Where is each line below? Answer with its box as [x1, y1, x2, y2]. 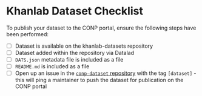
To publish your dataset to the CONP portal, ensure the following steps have [6, 24, 197, 31]
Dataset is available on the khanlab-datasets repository [15, 42, 153, 50]
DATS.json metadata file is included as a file [15, 56, 124, 63]
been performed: [6, 30, 49, 37]
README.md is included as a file [15, 63, 90, 70]
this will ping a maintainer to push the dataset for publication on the [15, 77, 184, 84]
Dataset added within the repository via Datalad [15, 50, 135, 56]
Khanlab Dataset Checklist [6, 4, 144, 18]
